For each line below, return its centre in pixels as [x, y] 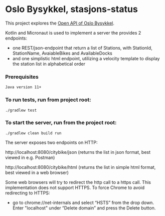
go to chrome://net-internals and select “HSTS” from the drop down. [83, 202]
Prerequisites [22, 77]
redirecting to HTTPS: [28, 193]
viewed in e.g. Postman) [30, 157]
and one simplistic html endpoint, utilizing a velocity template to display [86, 58]
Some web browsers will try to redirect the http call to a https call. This [78, 182]
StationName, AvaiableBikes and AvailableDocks [62, 53]
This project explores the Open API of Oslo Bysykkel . [60, 23]
